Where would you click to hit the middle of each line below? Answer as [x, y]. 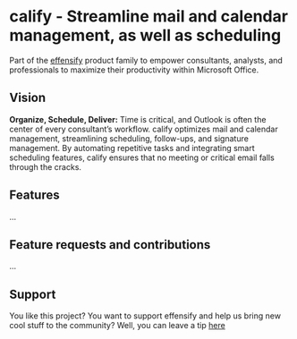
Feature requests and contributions [110, 245]
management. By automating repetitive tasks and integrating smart [132, 148]
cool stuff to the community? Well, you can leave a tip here [117, 326]
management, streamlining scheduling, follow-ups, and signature [129, 138]
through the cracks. [46, 166]
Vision [28, 98]
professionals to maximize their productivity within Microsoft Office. [134, 70]
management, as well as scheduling [145, 35]
